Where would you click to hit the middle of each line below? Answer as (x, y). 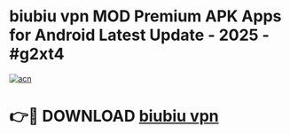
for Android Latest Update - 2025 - (140, 35)
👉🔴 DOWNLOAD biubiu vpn (114, 116)
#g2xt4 (37, 54)
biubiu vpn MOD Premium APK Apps (145, 16)
